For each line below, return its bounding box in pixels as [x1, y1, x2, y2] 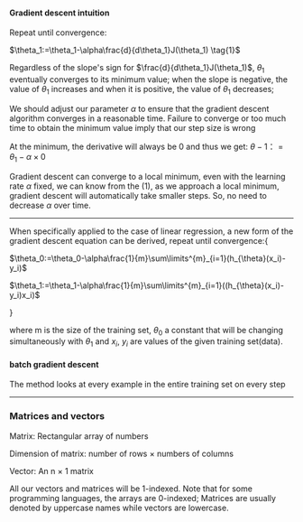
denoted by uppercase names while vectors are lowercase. [9, 502, 229, 513]
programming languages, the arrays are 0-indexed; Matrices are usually [9, 492, 277, 503]
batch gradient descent [9, 359, 99, 369]
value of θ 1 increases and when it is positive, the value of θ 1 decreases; [9, 84, 275, 97]
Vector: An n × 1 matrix [9, 465, 95, 476]
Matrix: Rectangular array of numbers [9, 430, 149, 442]
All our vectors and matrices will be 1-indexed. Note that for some [9, 483, 252, 494]
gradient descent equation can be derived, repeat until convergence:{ [9, 235, 269, 246]
